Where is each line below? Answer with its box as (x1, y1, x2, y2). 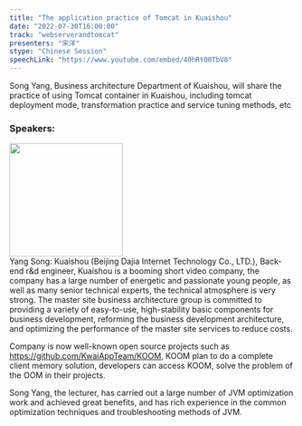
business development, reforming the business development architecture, (9, 314, 285, 324)
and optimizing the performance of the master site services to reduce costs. (9, 324, 293, 334)
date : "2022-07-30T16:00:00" (9, 22, 119, 31)
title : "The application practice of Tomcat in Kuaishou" (9, 13, 232, 23)
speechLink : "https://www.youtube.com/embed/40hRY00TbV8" (9, 55, 232, 64)
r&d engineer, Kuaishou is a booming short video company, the (25, 266, 260, 276)
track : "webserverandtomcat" (9, 30, 119, 39)
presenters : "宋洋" (9, 38, 80, 48)
